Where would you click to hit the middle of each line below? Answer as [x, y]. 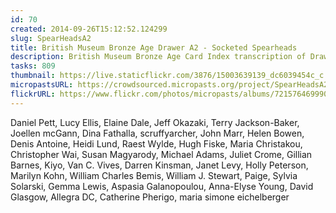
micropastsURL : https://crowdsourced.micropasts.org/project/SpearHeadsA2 [169, 85]
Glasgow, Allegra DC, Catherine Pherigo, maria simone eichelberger [150, 197]
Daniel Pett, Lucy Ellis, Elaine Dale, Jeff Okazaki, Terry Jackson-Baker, [155, 122]
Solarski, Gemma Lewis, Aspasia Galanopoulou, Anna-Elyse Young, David [162, 186]
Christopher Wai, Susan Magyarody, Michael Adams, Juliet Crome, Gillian [161, 154]
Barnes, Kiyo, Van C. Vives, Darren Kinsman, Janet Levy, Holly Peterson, [159, 165]
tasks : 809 [33, 66]
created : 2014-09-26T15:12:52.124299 [89, 29]
